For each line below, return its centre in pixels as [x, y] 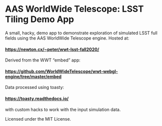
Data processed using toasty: [35, 87]
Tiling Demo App [40, 19]
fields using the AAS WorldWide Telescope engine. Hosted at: [67, 38]
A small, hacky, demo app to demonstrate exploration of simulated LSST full [81, 33]
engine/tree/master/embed [33, 76]
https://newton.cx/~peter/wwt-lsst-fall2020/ [52, 49]
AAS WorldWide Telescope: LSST [74, 9]
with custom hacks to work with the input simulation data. [63, 109]
